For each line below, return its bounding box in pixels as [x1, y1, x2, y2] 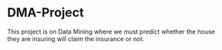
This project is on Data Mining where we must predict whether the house [7, 27, 215, 36]
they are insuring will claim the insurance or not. [7, 34, 144, 42]
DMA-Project [7, 5, 85, 21]
